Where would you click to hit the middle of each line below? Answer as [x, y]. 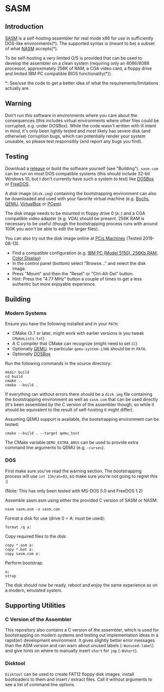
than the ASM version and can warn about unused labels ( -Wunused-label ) [80, 646]
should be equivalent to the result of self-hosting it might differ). [70, 410]
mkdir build [17, 372]
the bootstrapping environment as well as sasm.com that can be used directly [82, 399]
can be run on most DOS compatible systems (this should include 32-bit [78, 173]
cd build [14, 377]
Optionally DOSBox [31, 354]
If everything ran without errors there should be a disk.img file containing [79, 394]
